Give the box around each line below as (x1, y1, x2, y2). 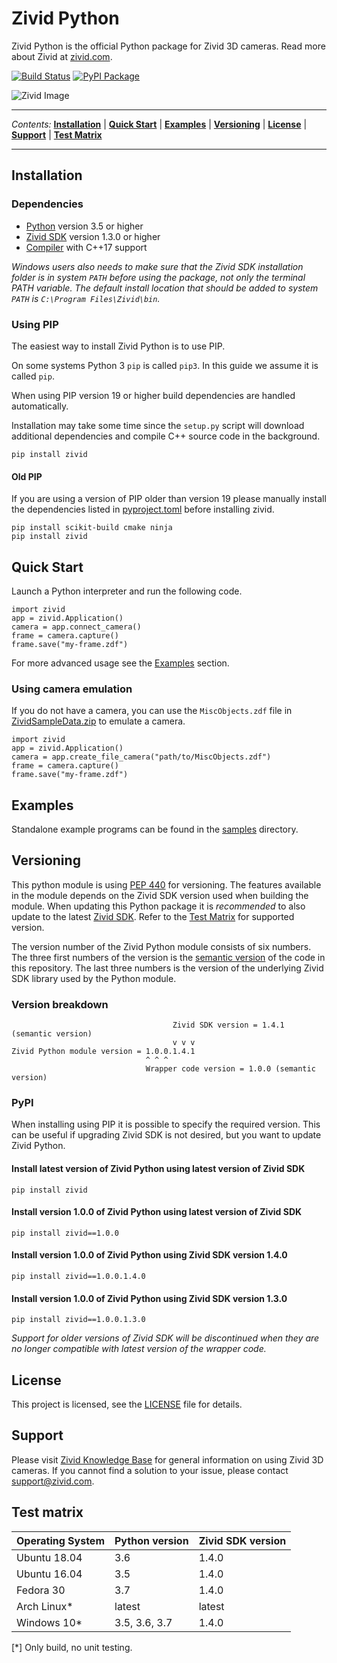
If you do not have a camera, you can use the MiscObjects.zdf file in (11, 705, 293, 717)
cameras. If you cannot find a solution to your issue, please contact (11, 1464, 289, 1476)
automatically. (11, 400, 69, 412)
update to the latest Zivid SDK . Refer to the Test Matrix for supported (11, 910, 295, 922)
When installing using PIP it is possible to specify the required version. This (11, 1118, 321, 1131)
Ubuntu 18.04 (16, 1550, 83, 1564)
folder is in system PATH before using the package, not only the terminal (11, 271, 306, 283)
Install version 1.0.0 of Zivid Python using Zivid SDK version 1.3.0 (11, 1292, 288, 1304)
